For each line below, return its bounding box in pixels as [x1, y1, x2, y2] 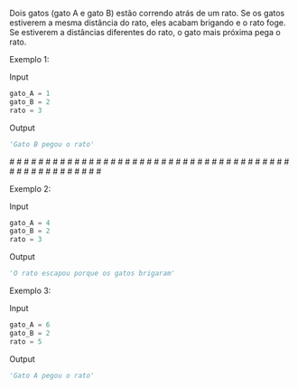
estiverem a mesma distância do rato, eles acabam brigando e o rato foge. [9, 17, 286, 28]
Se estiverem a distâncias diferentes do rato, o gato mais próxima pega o [9, 27, 282, 37]
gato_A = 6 [9, 320, 51, 329]
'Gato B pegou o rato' [9, 139, 95, 148]
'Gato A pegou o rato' [9, 371, 95, 380]
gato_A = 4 [9, 218, 51, 227]
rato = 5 [9, 337, 42, 346]
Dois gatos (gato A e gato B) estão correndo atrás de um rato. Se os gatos [9, 8, 285, 18]
